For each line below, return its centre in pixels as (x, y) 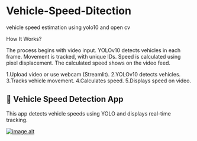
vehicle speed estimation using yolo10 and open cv (68, 27)
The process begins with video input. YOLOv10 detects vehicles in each (93, 50)
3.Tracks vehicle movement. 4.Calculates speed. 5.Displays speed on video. (98, 81)
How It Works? (24, 39)
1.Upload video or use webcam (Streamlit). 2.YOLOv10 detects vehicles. (93, 74)
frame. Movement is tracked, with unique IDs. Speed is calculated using (93, 56)
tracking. (17, 120)
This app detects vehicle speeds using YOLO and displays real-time (89, 113)
